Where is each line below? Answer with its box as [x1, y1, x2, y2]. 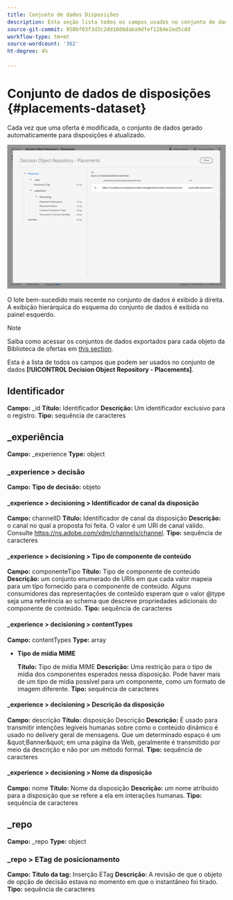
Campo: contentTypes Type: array [7, 635, 106, 644]
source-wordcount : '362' [7, 40, 79, 48]
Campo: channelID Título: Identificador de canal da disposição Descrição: [7, 514, 221, 523]
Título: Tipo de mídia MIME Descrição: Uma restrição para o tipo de [17, 662, 213, 670]
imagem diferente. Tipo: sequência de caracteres [17, 684, 159, 693]
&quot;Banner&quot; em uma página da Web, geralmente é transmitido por [7, 738, 221, 746]
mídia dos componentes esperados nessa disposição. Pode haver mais [17, 670, 221, 678]
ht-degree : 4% [7, 48, 49, 55]
